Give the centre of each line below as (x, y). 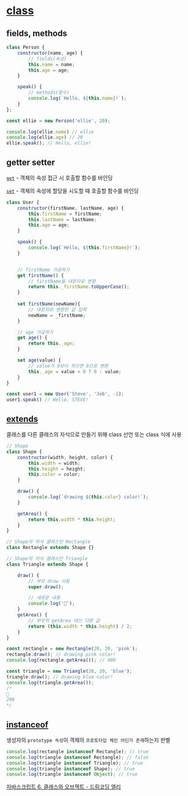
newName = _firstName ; (57, 315)
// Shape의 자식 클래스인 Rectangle (48, 542)
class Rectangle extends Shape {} (50, 548)
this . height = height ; (57, 469)
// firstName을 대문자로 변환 (62, 281)
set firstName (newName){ (49, 304)
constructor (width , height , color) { (65, 457)
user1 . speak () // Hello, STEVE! (47, 400)
